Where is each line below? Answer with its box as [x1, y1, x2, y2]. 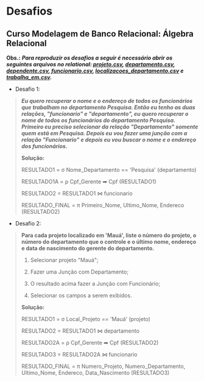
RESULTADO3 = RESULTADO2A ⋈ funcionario [21, 351, 138, 358]
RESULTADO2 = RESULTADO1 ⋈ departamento [21, 327, 140, 334]
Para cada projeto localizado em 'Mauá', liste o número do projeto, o [21, 232, 197, 239]
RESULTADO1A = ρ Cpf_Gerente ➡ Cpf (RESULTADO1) [21, 178, 157, 185]
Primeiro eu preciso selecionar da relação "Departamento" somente [21, 123, 199, 130]
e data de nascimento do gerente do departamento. [21, 245, 155, 252]
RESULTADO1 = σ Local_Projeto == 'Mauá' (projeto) [21, 316, 151, 322]
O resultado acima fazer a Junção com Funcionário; [30, 280, 161, 287]
